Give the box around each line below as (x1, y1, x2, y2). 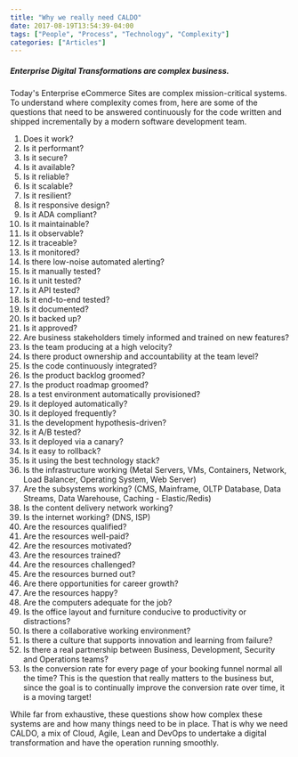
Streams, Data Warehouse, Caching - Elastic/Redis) (22, 493, 212, 504)
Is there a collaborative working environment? (22, 625, 191, 637)
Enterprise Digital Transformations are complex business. (10, 65, 230, 76)
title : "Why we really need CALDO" (10, 12, 142, 22)
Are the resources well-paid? (22, 531, 130, 541)
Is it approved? (22, 322, 78, 334)
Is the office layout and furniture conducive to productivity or (22, 606, 247, 617)
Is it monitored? (22, 247, 80, 258)
